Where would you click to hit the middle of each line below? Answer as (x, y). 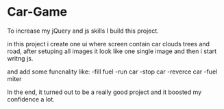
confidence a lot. (31, 99)
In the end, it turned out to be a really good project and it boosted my (104, 92)
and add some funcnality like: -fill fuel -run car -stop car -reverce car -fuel (112, 72)
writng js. (20, 58)
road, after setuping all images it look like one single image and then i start (112, 51)
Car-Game (37, 12)
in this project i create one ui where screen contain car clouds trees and (109, 44)
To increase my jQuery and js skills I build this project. (83, 31)
